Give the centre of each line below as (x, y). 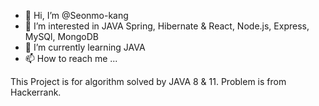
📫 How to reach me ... (71, 58)
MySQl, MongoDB (61, 36)
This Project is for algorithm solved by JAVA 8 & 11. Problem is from (148, 81)
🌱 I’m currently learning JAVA (85, 47)
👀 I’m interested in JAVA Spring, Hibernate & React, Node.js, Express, (167, 26)
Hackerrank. (36, 92)
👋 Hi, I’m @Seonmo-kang (76, 15)
